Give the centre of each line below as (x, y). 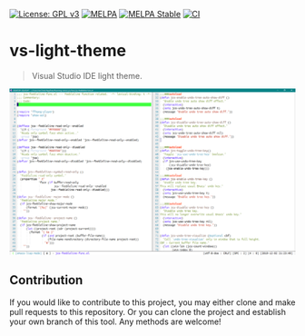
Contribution (46, 280)
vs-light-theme (68, 51)
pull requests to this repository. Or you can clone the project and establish (148, 311)
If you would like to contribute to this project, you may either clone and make (152, 302)
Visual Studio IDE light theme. (87, 75)
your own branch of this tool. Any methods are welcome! (115, 321)
